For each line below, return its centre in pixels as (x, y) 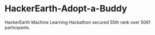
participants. (18, 27)
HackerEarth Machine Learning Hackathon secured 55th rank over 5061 (78, 22)
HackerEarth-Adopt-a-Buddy (66, 9)
